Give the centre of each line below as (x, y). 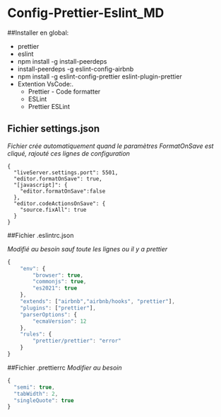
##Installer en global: (38, 33)
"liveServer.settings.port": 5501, (66, 172)
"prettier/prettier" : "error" (77, 341)
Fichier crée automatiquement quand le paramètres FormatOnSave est (110, 146)
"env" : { (33, 268)
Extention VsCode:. (46, 84)
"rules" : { (36, 334)
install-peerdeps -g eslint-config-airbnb (76, 69)
